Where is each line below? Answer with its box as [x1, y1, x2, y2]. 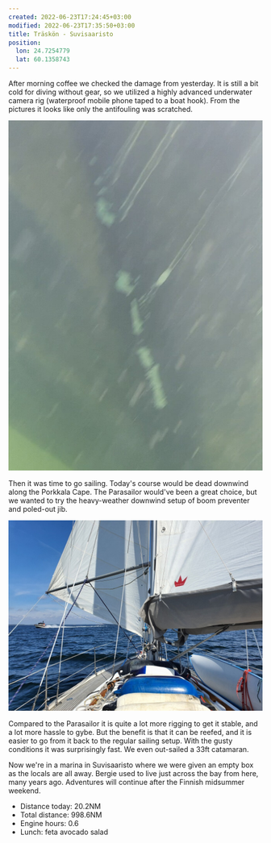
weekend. [8, 786, 41, 795]
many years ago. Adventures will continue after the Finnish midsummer [8, 777, 245, 787]
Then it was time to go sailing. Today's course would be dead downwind [8, 478, 248, 488]
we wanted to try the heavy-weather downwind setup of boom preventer [8, 496, 250, 505]
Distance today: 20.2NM [19, 801, 102, 811]
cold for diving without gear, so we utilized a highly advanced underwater [8, 87, 252, 97]
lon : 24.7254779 [15, 47, 70, 56]
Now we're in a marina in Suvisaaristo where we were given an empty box [8, 760, 254, 770]
